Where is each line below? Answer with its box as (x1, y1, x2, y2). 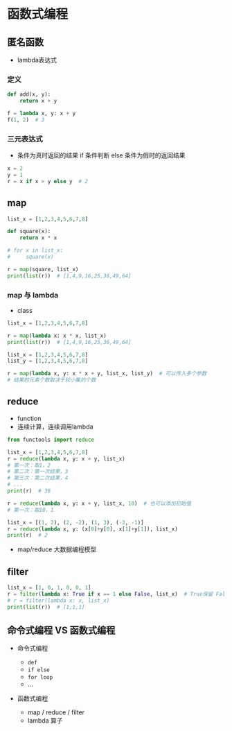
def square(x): (7, 228, 51, 235)
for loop (27, 674, 53, 681)
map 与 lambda (7, 290, 59, 300)
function (17, 414, 42, 422)
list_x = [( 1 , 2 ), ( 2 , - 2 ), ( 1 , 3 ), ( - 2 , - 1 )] (7, 519, 144, 526)
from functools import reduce (7, 436, 95, 443)
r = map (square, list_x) (7, 266, 79, 273)
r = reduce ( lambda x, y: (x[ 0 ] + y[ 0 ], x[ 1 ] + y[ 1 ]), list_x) (7, 525, 178, 533)
